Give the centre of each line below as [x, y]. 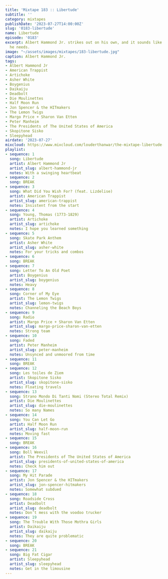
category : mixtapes [25, 19]
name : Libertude [22, 33]
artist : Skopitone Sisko [35, 378]
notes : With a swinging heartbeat [45, 173]
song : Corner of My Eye [34, 294]
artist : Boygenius [29, 275]
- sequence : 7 [20, 266]
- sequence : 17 [21, 471]
